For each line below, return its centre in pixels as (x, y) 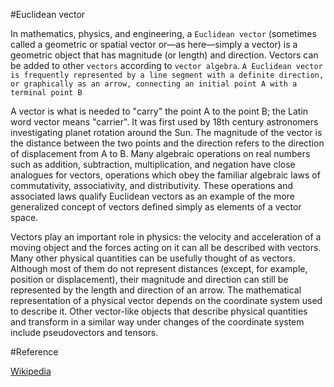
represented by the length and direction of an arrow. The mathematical (156, 290)
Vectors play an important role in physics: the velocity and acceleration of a (166, 237)
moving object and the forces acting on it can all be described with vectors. (166, 247)
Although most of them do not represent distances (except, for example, (159, 268)
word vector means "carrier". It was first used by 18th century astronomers (164, 122)
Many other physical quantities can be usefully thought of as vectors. (153, 258)
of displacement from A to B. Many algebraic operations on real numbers (160, 153)
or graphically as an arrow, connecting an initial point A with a (154, 84)
